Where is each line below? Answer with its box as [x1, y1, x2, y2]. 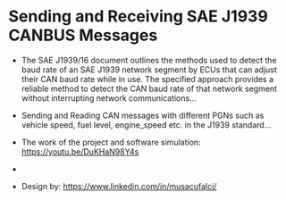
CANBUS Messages [8, 25, 158, 46]
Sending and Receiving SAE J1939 [8, 6, 269, 27]
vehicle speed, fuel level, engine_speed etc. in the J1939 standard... [21, 119, 272, 130]
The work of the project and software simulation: [21, 137, 202, 147]
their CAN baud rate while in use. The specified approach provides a [21, 73, 274, 84]
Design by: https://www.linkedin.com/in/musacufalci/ [21, 180, 217, 191]
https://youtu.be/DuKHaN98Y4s [21, 146, 139, 157]
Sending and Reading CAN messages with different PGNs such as [21, 110, 265, 121]
